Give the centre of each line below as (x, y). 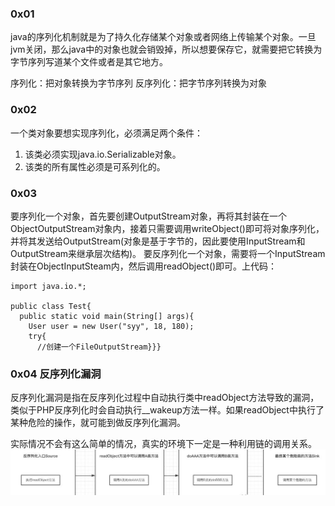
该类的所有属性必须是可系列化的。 (95, 166)
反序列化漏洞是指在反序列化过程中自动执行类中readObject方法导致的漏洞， (165, 398)
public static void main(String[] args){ (107, 316)
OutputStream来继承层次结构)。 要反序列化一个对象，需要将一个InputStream (168, 253)
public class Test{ (51, 306)
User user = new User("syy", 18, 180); (111, 326)
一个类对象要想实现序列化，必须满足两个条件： (106, 133)
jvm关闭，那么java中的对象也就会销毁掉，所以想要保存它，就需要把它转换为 (166, 49)
